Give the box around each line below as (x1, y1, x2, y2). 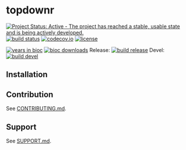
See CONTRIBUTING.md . (6, 105, 66, 112)
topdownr (6, 4, 54, 17)
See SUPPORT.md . (6, 137, 51, 144)
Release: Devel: (89, 46, 165, 53)
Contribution (6, 89, 54, 99)
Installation (6, 69, 48, 79)
